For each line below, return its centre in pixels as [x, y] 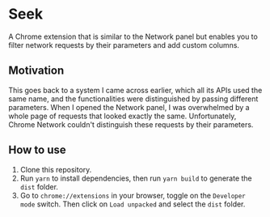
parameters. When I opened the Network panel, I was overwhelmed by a [129, 107]
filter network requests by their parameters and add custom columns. [124, 45]
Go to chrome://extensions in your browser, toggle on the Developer [133, 195]
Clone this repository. [56, 169]
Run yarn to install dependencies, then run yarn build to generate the [136, 178]
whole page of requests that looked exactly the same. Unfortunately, [122, 116]
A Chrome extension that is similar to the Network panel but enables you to [133, 36]
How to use [37, 150]
